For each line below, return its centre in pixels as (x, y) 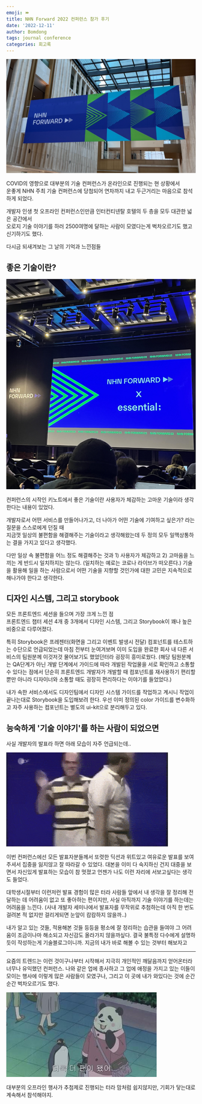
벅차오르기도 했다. (38, 984)
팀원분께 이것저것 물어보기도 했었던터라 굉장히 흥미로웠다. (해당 (96, 657)
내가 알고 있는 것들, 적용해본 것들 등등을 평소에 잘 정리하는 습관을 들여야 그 (93, 928)
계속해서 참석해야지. (29, 1095)
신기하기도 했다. (25, 234)
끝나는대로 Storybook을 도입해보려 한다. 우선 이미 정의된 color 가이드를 (90, 700)
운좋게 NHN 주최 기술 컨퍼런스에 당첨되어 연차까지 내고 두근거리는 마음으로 (94, 191)
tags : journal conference (38, 38)
